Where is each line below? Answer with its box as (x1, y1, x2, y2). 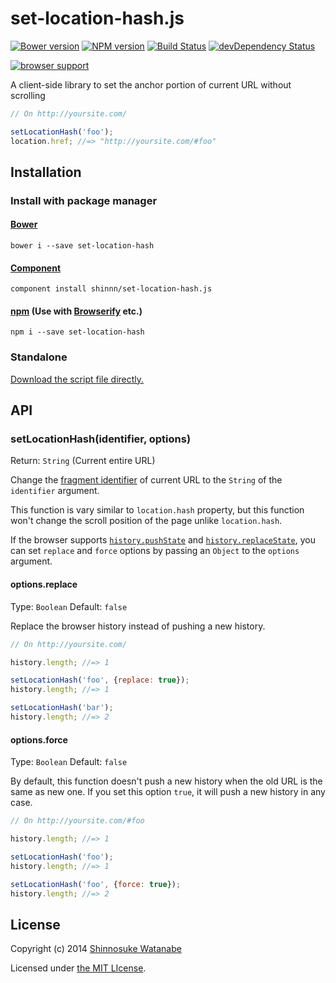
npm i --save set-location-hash (10, 327, 145, 337)
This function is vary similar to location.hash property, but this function (10, 504, 305, 516)
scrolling (10, 89, 46, 101)
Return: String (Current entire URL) (10, 455, 156, 467)
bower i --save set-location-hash (10, 241, 155, 251)
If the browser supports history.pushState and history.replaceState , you (10, 534, 317, 546)
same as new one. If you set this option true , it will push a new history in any (10, 786, 326, 798)
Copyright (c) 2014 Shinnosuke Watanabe (10, 943, 182, 955)
